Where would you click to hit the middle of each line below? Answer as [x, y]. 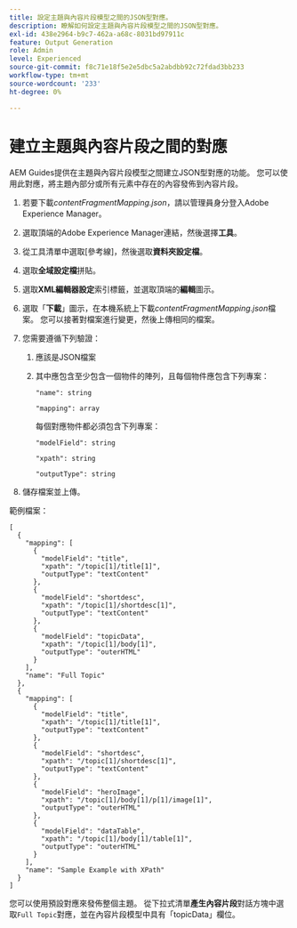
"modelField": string [75, 443]
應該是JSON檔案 [65, 358]
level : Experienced [45, 59]
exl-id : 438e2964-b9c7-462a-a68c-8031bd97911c [97, 34]
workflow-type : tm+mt [49, 76]
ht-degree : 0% [36, 92]
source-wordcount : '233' [55, 84]
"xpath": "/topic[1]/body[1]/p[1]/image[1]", [127, 800]
